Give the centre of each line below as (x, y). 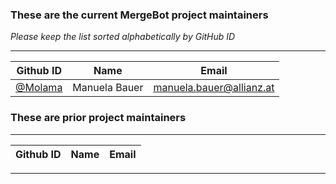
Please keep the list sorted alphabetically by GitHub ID (123, 37)
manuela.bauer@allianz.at (214, 88)
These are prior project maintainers (98, 118)
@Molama (39, 88)
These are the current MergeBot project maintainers (139, 15)
